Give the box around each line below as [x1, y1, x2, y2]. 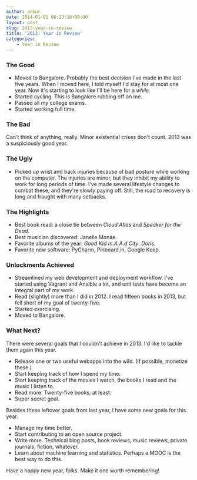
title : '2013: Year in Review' [6, 31, 83, 37]
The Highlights [6, 207, 49, 216]
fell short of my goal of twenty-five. [14, 299, 101, 306]
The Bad [6, 120, 31, 128]
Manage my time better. [14, 424, 72, 431]
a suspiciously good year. [6, 140, 68, 147]
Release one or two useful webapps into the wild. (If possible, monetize [14, 357, 188, 365]
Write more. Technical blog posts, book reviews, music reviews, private [14, 436, 188, 443]
